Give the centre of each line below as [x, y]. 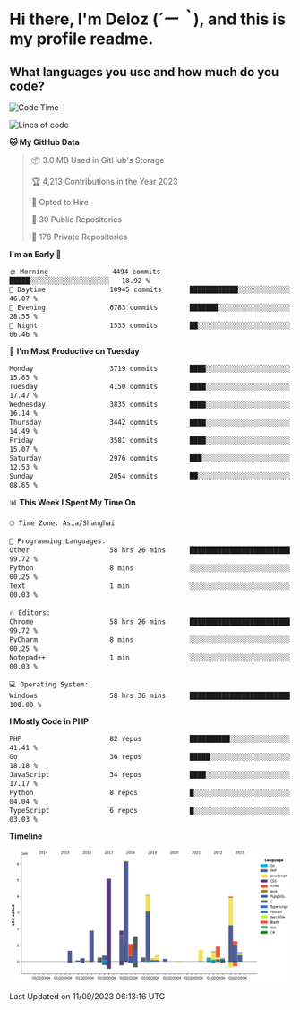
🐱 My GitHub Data [45, 142]
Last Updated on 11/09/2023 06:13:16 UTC [87, 996]
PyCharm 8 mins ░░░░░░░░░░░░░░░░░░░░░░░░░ [150, 640]
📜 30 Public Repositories [77, 220]
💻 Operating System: [49, 685]
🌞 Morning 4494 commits [85, 272]
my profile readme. [81, 39]
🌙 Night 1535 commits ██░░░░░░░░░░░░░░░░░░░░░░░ [150, 325]
